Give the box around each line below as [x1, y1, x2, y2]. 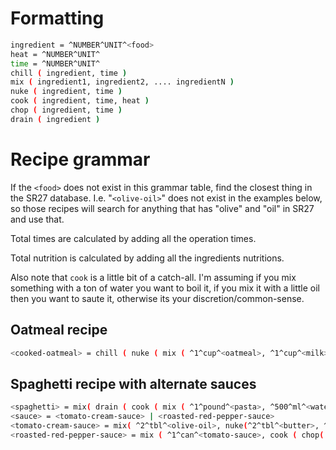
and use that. [10, 213, 65, 225]
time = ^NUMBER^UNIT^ [10, 58, 101, 69]
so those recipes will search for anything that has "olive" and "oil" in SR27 [10, 202, 315, 214]
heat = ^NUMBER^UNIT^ [10, 49, 101, 59]
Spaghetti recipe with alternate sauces [10, 375, 257, 392]
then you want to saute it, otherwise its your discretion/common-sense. [10, 292, 305, 304]
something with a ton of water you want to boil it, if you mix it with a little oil [10, 282, 321, 294]
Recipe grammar [10, 148, 151, 171]
